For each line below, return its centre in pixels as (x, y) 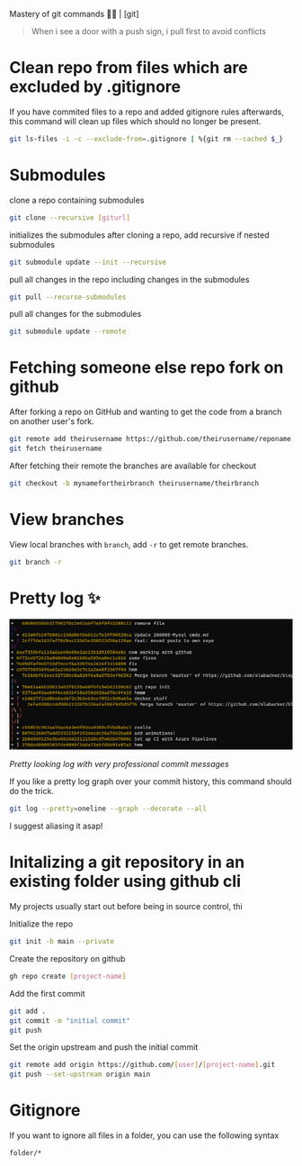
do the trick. (31, 791)
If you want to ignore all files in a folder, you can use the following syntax (144, 1135)
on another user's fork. (52, 421)
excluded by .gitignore (95, 87)
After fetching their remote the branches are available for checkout (133, 465)
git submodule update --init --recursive (88, 262)
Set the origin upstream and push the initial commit (104, 1047)
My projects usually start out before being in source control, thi (126, 907)
